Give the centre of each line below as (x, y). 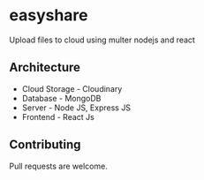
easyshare (49, 15)
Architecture (45, 67)
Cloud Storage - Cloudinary (72, 88)
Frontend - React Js (58, 116)
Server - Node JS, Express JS (76, 108)
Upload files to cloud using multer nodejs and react (102, 40)
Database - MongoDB (61, 98)
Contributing (45, 145)
